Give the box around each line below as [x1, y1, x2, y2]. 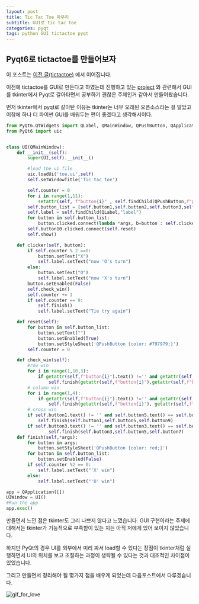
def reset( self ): [17, 319, 60, 325]
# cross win [27, 407, 57, 413]
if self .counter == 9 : [27, 297, 84, 303]
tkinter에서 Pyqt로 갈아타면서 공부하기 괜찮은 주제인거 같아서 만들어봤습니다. [12, 91, 190, 98]
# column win [27, 384, 60, 391]
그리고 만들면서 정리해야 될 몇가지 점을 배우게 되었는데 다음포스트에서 [6, 572, 166, 579]
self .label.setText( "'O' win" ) [37, 478, 115, 484]
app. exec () [6, 506, 33, 512]
